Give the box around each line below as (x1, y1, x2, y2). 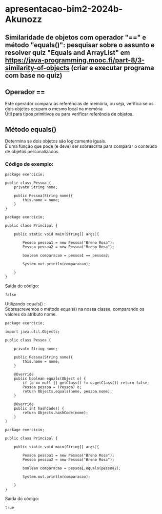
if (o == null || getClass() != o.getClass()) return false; (22, 380, 150, 385)
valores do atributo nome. (5, 311, 57, 317)
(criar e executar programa (70, 63, 155, 72)
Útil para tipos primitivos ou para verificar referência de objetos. (5, 111, 134, 117)
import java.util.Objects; (5, 329, 60, 334)
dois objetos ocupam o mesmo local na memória (5, 106, 103, 112)
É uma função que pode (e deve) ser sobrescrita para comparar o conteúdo (5, 143, 158, 149)
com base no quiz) (5, 71, 62, 79)
